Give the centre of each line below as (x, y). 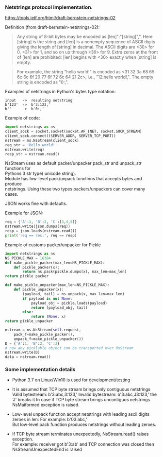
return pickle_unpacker (29, 321)
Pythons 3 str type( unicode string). (41, 173)
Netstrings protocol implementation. (49, 7)
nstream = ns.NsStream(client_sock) (42, 140)
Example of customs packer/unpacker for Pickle (53, 245)
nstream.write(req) (25, 150)
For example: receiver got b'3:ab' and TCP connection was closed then (83, 444)
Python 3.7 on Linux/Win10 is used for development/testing (71, 380)
